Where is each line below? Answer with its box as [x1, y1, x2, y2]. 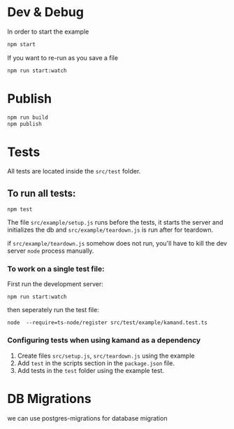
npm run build [7, 113, 49, 121]
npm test [7, 206, 33, 213]
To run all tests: [7, 187, 76, 199]
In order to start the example [7, 27, 89, 36]
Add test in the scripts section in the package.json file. [17, 358, 175, 367]
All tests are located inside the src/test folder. [7, 167, 141, 176]
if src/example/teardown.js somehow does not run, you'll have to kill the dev [7, 239, 228, 248]
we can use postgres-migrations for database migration [7, 414, 168, 422]
